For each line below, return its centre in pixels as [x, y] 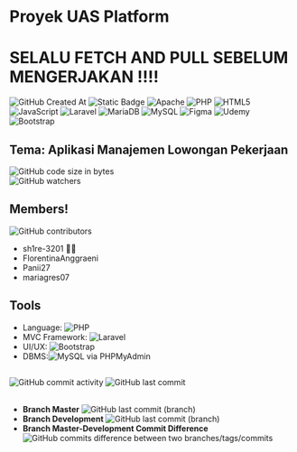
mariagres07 [46, 277]
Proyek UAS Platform [89, 17]
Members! [39, 209]
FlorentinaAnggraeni [60, 258]
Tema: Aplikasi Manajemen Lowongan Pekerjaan [149, 149]
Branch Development [63, 419]
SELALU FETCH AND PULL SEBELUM [149, 58]
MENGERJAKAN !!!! [84, 77]
